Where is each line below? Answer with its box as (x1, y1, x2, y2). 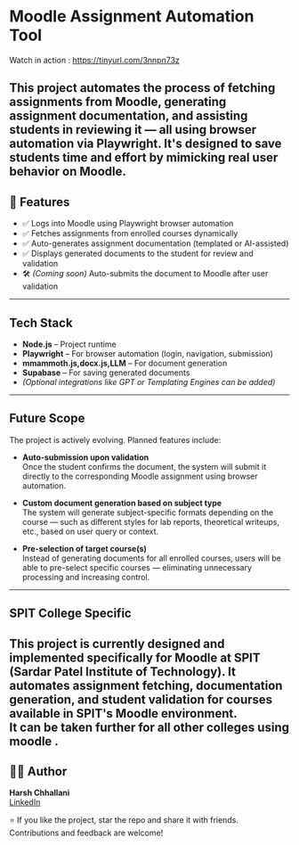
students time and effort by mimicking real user (9, 150, 279, 166)
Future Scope (9, 411, 85, 426)
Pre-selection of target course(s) (21, 543, 147, 554)
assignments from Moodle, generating (9, 94, 227, 110)
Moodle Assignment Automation (9, 6, 255, 27)
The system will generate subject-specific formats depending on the (21, 506, 274, 518)
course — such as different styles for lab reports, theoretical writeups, (21, 516, 280, 527)
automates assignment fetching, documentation (9, 677, 283, 693)
